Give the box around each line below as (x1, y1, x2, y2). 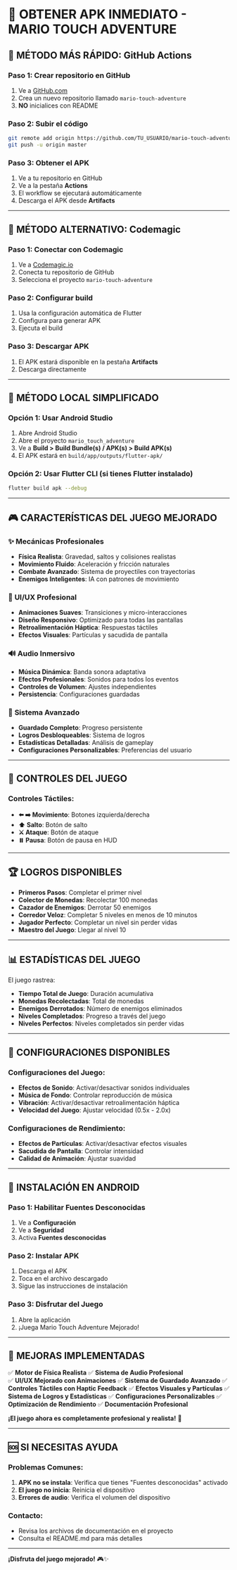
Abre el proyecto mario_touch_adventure (18, 436, 135, 445)
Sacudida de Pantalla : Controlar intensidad (18, 1147, 143, 1156)
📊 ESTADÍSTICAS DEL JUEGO (8, 953, 141, 966)
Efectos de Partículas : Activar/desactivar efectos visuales (18, 1140, 187, 1148)
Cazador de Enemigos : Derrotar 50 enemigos (18, 903, 152, 912)
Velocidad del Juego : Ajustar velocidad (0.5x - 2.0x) (18, 1106, 171, 1114)
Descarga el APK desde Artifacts (18, 196, 115, 205)
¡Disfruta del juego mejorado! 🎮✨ (8, 1555, 109, 1564)
